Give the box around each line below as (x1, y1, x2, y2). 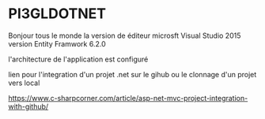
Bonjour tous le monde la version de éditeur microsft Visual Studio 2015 (8, 31, 241, 40)
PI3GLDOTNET (8, 5, 107, 23)
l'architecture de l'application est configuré (8, 54, 149, 64)
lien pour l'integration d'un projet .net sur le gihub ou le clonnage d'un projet (8, 69, 257, 79)
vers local (8, 78, 40, 87)
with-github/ (8, 102, 49, 111)
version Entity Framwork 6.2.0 (8, 39, 106, 48)
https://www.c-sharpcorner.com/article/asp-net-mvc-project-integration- (8, 93, 248, 102)
